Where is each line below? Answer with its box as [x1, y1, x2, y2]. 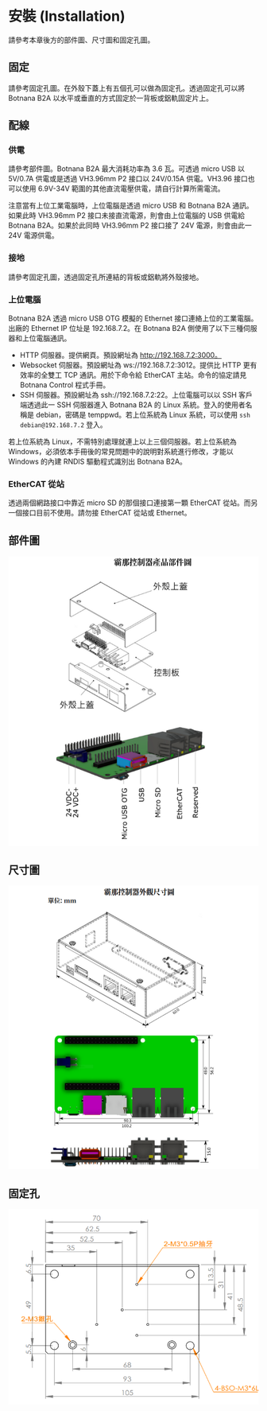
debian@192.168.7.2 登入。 [19, 420, 107, 430]
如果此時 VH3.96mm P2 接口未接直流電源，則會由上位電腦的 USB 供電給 [8, 211, 245, 220]
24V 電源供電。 [8, 231, 59, 240]
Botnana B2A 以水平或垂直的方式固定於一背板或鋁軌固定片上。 [8, 93, 213, 103]
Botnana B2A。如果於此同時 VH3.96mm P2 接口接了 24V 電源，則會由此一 [8, 220, 253, 231]
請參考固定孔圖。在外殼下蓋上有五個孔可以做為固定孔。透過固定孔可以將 [8, 83, 245, 92]
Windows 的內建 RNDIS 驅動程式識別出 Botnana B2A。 [8, 457, 187, 466]
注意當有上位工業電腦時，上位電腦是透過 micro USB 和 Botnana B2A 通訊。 [8, 200, 254, 211]
